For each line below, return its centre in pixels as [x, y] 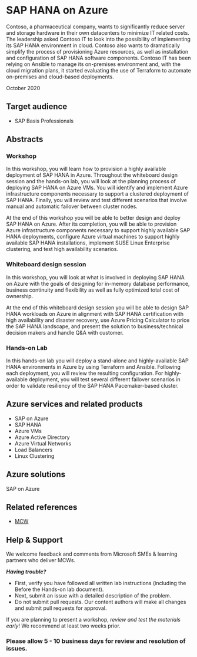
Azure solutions [36, 475]
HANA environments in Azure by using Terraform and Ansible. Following [93, 367]
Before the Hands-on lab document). [59, 589]
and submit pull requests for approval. [61, 608]
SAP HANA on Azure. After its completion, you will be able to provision [91, 224]
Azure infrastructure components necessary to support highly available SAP [98, 230]
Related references [42, 507]
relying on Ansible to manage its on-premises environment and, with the [94, 64]
